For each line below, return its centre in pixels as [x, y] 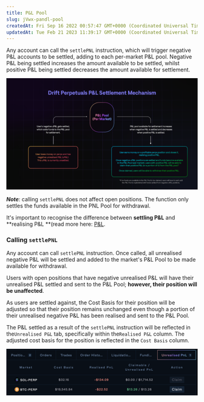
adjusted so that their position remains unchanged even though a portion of [101, 309]
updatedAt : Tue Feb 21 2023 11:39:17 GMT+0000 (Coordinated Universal [97, 32]
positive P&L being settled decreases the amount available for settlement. [98, 70]
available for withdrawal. [37, 266]
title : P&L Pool [27, 13]
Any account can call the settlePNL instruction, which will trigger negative [99, 50]
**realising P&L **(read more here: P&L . [56, 224]
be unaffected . [25, 290]
